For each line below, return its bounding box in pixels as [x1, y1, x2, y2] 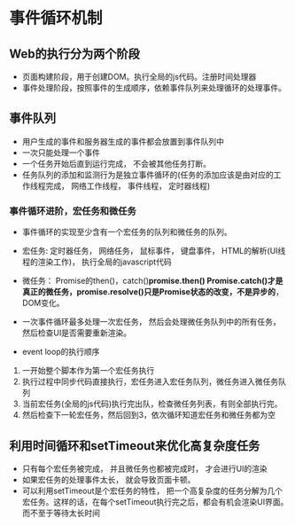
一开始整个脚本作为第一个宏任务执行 [21, 365, 155, 376]
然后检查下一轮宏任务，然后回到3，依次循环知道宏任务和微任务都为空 [21, 410, 276, 420]
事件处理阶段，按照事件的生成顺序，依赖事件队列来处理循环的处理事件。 [21, 82, 286, 93]
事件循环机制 [9, 8, 104, 28]
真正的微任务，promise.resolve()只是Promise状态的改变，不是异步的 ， [21, 287, 283, 297]
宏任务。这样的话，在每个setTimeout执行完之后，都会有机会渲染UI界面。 [21, 496, 289, 506]
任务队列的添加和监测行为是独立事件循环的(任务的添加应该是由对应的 [21, 169, 274, 180]
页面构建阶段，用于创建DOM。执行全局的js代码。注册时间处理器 [21, 72, 257, 82]
